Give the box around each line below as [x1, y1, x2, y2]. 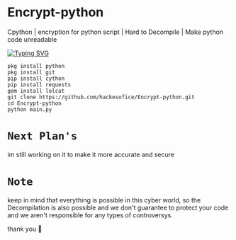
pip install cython [7, 75, 65, 82]
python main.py [7, 105, 52, 113]
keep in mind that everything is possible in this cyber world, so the [7, 195, 201, 204]
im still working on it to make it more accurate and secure [7, 150, 175, 159]
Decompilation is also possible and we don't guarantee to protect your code [7, 203, 229, 212]
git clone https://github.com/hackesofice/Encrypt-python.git [7, 93, 195, 101]
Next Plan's [7, 130, 78, 143]
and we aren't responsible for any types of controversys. [7, 210, 174, 219]
